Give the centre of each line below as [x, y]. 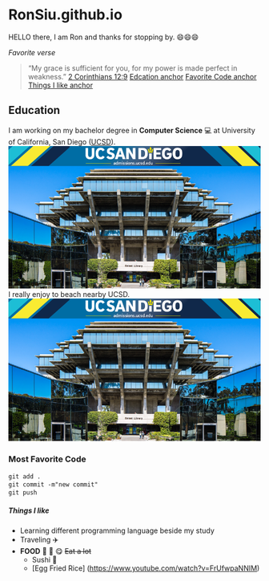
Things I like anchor [60, 85]
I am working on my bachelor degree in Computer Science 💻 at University [132, 130]
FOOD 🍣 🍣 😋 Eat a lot [56, 551]
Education [34, 110]
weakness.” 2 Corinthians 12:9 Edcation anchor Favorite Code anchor [143, 76]
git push [23, 492]
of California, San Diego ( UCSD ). [62, 141]
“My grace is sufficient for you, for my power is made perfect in [132, 68]
